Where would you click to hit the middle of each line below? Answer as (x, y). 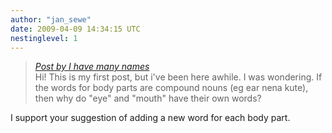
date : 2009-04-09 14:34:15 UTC (75, 29)
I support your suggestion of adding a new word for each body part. (150, 118)
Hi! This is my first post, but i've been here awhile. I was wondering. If (178, 77)
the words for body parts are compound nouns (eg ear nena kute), (171, 88)
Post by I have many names (92, 67)
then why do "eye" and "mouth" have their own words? (148, 98)
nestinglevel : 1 (44, 38)
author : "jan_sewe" (51, 19)
